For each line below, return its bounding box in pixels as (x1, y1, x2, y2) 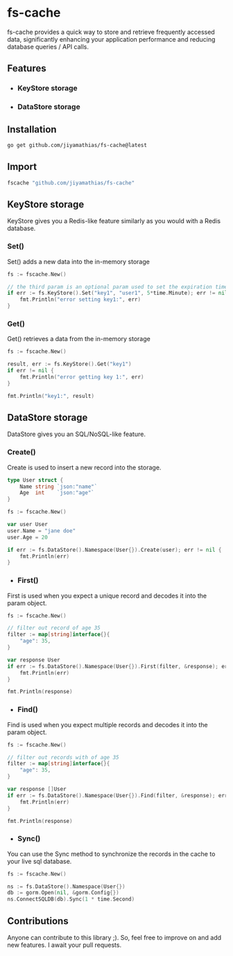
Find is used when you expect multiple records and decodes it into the (7, 720, 208, 729)
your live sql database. (7, 857, 72, 865)
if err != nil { (7, 367, 54, 374)
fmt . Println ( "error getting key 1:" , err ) (19, 373, 144, 381)
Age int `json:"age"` (19, 489, 95, 496)
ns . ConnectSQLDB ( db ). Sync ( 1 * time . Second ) (7, 896, 135, 903)
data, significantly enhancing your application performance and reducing (7, 35, 216, 43)
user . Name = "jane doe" (7, 527, 76, 535)
